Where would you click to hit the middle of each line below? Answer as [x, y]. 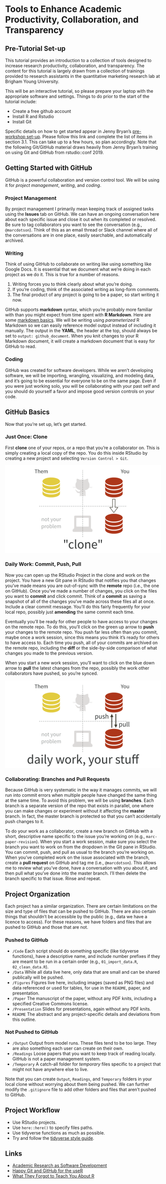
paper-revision [21, 842]
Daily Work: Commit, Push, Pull [43, 564]
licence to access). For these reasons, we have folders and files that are [78, 922]
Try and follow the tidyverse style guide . [53, 1138]
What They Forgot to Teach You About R [53, 1176]
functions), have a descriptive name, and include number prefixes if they [86, 956]
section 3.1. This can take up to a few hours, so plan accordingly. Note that [81, 142]
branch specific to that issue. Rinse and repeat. [53, 879]
